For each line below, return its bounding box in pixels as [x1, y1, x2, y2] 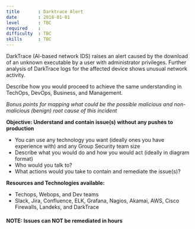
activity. [6, 72, 25, 78]
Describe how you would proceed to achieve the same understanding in [6, 83, 182, 90]
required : [6, 25, 41, 31]
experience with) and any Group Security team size [14, 143, 140, 150]
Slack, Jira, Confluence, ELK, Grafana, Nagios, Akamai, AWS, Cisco [14, 197, 180, 204]
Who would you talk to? [14, 161, 72, 168]
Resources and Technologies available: [6, 179, 105, 186]
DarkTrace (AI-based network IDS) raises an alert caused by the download [6, 53, 188, 59]
